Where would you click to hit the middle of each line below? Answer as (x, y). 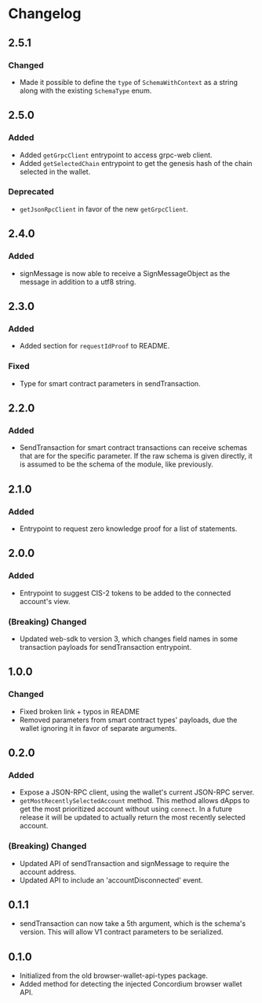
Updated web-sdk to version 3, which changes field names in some (128, 639)
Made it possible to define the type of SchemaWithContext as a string (128, 82)
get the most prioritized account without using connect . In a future (126, 809)
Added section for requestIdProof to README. (95, 346)
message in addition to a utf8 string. (78, 282)
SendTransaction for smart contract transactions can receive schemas (133, 448)
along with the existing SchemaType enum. (86, 90)
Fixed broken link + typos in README (79, 711)
